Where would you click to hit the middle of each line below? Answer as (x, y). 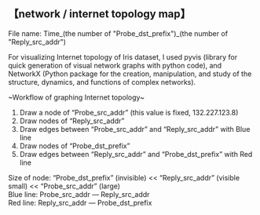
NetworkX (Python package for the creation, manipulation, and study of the (130, 74)
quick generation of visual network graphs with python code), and (115, 65)
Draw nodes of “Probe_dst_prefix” (75, 146)
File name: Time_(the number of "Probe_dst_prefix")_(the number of (118, 33)
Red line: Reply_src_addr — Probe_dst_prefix (80, 202)
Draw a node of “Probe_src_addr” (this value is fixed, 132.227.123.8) (129, 112)
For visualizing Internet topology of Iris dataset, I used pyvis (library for (123, 56)
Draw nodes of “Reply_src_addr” (72, 121)
